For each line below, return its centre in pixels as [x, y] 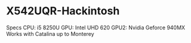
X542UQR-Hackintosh [63, 11]
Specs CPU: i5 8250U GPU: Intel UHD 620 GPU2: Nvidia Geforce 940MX [96, 27]
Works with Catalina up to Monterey [50, 33]
